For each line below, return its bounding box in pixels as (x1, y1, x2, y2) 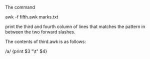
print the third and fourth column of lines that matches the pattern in (5, 23, 145, 29)
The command (5, 4, 35, 10)
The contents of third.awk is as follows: (5, 38, 86, 44)
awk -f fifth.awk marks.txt (5, 14, 58, 19)
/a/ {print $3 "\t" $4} (5, 48, 47, 54)
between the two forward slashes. (5, 29, 75, 34)
